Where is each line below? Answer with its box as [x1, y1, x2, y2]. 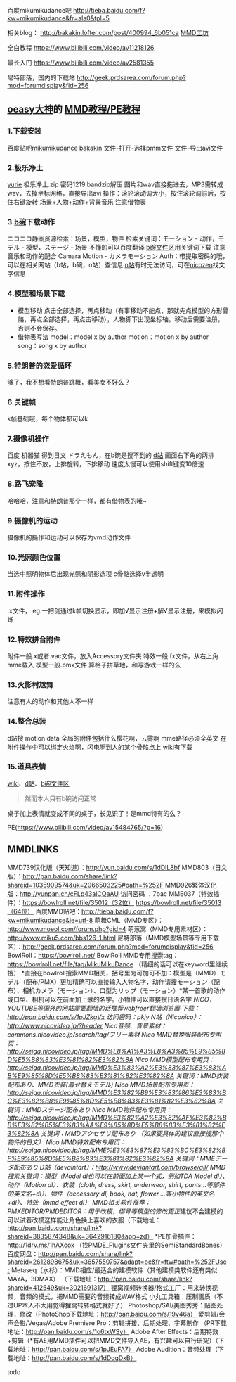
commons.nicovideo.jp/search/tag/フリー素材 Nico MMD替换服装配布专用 [7, 1030, 221, 1039]
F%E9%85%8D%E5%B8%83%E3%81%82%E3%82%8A [7, 1154, 174, 1163]
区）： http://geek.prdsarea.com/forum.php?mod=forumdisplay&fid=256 [7, 942, 214, 951]
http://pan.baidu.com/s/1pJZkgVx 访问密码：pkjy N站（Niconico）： [7, 1012, 203, 1021]
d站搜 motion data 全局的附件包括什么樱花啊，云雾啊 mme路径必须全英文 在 [7, 734, 227, 742]
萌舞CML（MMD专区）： [94, 916, 164, 924]
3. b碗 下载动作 [7, 217, 55, 226]
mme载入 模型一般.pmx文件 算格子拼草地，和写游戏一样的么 [7, 660, 181, 669]
